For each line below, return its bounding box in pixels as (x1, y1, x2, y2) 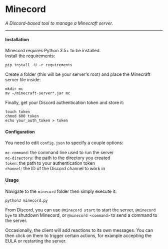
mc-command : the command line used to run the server (5, 150, 114, 156)
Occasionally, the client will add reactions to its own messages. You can (5, 227, 153, 233)
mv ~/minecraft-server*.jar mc (5, 91, 70, 96)
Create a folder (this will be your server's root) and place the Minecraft (5, 71, 151, 77)
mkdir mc (5, 86, 23, 91)
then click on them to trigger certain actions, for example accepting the (5, 232, 152, 238)
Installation (5, 36, 29, 42)
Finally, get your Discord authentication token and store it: (5, 99, 124, 106)
